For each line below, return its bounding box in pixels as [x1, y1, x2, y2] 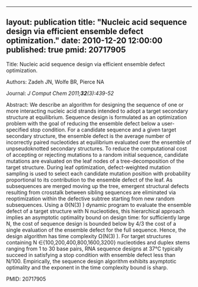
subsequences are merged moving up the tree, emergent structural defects [6, 182, 189, 189]
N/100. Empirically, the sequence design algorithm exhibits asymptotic [6, 258, 177, 265]
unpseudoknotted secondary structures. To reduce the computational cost [6, 145, 187, 152]
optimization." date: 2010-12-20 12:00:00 [6, 36, 163, 46]
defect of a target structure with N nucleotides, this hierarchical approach [6, 207, 184, 215]
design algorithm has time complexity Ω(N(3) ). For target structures [6, 232, 171, 239]
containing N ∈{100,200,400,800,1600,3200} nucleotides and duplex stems [6, 239, 190, 246]
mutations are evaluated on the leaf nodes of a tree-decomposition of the [6, 157, 184, 164]
